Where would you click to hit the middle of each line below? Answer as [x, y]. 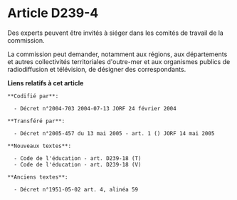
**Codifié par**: [33, 96]
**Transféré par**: [36, 121]
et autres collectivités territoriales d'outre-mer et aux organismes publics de [119, 61]
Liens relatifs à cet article [46, 83]
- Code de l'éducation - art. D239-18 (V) [78, 164]
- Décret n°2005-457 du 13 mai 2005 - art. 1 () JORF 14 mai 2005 [114, 133]
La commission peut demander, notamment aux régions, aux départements [117, 54]
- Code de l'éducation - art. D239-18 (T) [78, 158]
